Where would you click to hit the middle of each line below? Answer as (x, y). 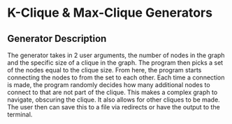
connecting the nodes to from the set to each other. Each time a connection (116, 77)
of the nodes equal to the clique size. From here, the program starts (104, 70)
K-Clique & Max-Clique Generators (110, 13)
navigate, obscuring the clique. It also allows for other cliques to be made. (114, 100)
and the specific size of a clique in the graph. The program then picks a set (115, 63)
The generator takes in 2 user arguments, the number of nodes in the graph (116, 55)
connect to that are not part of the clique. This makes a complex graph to (113, 92)
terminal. (20, 114)
